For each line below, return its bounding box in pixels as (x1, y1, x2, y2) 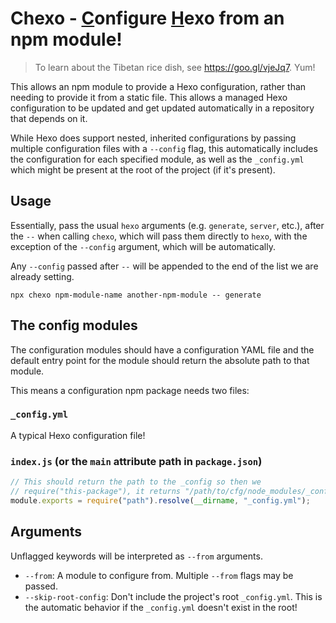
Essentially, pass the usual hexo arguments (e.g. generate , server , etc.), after (10, 219, 325, 231)
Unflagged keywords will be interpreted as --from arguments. (10, 550, 263, 562)
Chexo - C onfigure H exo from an (10, 7, 285, 30)
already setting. (10, 270, 75, 282)
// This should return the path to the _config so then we (10, 477, 262, 487)
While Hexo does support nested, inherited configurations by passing (10, 132, 297, 144)
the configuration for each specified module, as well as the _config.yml (10, 153, 305, 165)
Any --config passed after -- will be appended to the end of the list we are (10, 260, 319, 272)
